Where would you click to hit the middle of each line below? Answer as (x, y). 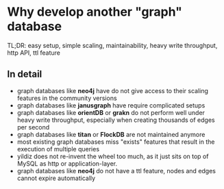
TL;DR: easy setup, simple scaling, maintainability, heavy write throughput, (112, 45)
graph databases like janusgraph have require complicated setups (111, 105)
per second (33, 127)
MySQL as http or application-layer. (67, 163)
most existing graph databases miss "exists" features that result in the (116, 142)
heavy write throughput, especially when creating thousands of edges (116, 120)
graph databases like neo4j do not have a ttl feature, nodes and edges (116, 171)
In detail (25, 74)
